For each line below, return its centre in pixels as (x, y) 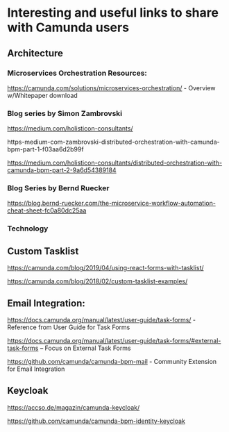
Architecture (35, 53)
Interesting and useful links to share (113, 13)
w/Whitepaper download (42, 95)
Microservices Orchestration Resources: (77, 73)
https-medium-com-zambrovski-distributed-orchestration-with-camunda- (113, 142)
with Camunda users (68, 27)
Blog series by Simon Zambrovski (65, 113)
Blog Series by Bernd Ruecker (58, 188)
